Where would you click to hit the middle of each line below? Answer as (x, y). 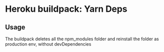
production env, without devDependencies (48, 44)
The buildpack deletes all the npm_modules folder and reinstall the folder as (82, 39)
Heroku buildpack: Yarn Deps (66, 9)
